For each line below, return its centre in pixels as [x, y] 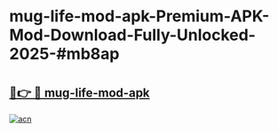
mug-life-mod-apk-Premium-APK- [139, 16]
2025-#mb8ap [64, 54]
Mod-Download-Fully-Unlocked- [132, 35]
